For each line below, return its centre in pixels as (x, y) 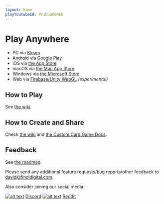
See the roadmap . (23, 162)
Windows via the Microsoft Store (46, 74)
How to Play (24, 95)
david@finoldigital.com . (29, 177)
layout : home (19, 10)
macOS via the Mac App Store (43, 69)
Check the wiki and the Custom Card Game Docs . (56, 134)
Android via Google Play (37, 58)
